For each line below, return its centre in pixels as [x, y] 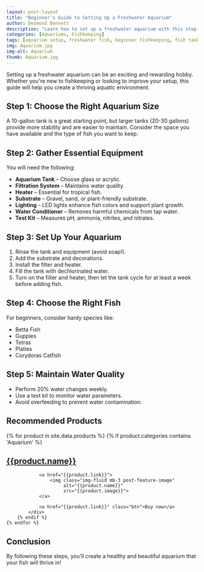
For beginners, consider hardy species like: [60, 318]
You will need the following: [41, 168]
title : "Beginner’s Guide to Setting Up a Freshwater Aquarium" [89, 18]
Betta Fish [28, 329]
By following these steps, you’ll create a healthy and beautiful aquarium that [101, 556]
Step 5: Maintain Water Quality [66, 374]
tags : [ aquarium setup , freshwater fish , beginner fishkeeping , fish [96, 40]
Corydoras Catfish [38, 355]
